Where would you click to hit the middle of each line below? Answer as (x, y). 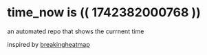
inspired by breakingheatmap (49, 44)
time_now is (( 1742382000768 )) (104, 13)
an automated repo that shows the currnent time (76, 31)
